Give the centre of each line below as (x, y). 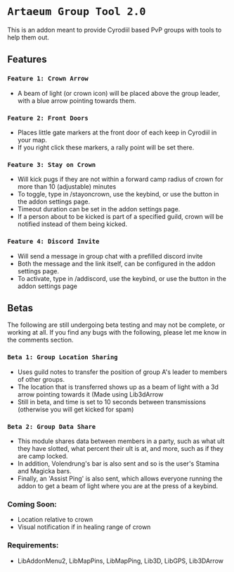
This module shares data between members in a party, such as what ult (121, 441)
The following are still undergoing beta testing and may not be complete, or (116, 325)
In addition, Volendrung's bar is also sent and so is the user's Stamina (118, 464)
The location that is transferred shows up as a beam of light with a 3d (118, 387)
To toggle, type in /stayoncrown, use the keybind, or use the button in (118, 194)
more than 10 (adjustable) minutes (67, 187)
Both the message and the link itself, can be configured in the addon (116, 263)
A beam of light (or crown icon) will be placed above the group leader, (118, 93)
